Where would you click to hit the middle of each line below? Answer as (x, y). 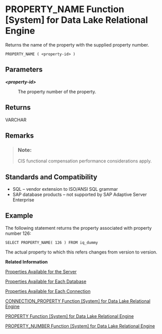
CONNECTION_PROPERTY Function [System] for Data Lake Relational (78, 301)
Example (19, 216)
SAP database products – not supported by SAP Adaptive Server (80, 195)
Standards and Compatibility (51, 177)
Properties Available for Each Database (46, 281)
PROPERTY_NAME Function (65, 9)
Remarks (20, 135)
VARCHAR (16, 119)
